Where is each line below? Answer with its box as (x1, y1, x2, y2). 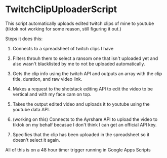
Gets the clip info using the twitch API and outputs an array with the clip (12, 70, 162, 77)
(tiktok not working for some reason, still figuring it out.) (5, 25, 121, 31)
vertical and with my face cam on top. (12, 91, 92, 97)
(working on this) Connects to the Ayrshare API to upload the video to (12, 116, 158, 122)
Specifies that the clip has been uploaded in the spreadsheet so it (12, 131, 150, 138)
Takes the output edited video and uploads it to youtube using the (12, 101, 150, 107)
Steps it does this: (5, 36, 43, 42)
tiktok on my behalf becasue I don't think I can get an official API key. (12, 121, 157, 128)
